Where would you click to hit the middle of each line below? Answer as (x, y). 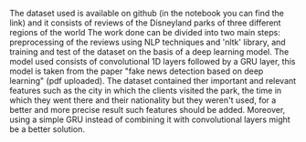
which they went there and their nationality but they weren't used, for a (143, 100)
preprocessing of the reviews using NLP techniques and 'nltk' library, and (148, 42)
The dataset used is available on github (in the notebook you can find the (147, 13)
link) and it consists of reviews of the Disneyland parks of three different (145, 23)
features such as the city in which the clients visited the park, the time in (146, 91)
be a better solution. (47, 129)
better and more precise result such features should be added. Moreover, (148, 110)
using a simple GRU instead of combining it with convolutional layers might (150, 119)
